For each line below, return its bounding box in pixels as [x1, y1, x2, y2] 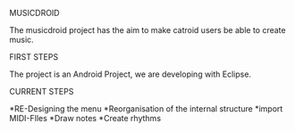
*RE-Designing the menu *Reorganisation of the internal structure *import [9, 103, 283, 114]
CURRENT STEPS [9, 87, 74, 96]
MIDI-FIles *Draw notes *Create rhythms [9, 113, 162, 123]
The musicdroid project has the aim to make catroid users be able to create [9, 25, 286, 35]
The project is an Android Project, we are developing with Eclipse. [9, 69, 252, 79]
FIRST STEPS [9, 52, 59, 62]
